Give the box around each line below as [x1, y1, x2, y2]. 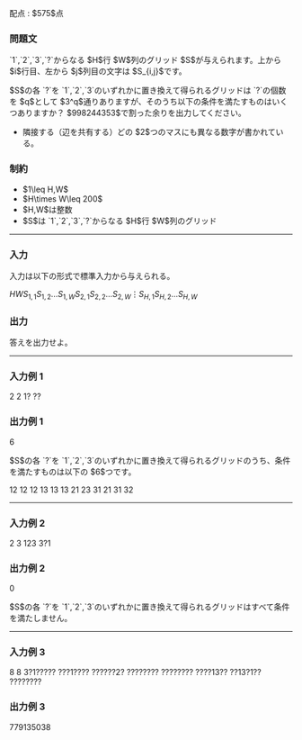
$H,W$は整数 [22, 203, 73, 214]
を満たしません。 [9, 613, 73, 624]
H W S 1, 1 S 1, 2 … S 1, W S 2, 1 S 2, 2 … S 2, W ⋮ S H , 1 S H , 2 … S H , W [9, 288, 198, 302]
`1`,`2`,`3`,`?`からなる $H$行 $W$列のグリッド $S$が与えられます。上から [9, 55, 281, 66]
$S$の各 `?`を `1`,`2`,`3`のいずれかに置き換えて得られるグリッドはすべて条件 [9, 601, 290, 612]
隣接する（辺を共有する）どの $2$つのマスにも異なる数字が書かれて [22, 127, 276, 138]
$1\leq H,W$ [22, 184, 69, 194]
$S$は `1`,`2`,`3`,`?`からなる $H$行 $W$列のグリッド [22, 215, 218, 226]
